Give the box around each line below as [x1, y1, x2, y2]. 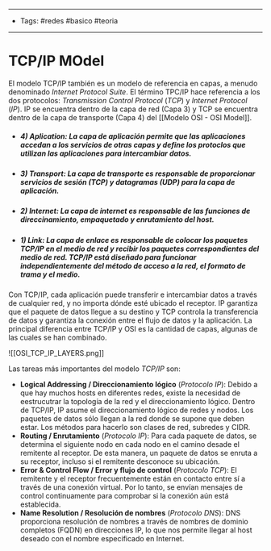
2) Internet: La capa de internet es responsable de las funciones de [19, 207, 251, 216]
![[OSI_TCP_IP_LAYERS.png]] [8, 349, 105, 358]
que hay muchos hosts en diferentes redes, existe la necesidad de [19, 388, 240, 398]
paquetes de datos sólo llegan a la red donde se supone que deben [19, 414, 244, 424]
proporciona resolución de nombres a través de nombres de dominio [19, 517, 248, 527]
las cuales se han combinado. [8, 332, 107, 343]
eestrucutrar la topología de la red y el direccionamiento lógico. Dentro [19, 397, 256, 407]
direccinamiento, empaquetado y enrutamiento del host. [19, 215, 215, 224]
